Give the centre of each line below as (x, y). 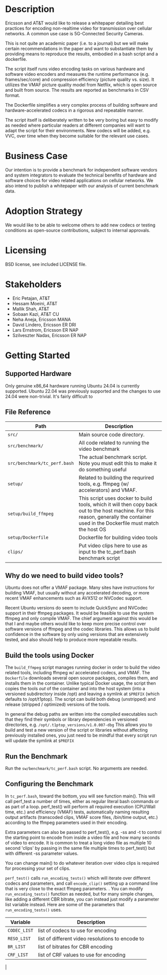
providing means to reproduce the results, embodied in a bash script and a (82, 54)
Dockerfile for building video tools (118, 537)
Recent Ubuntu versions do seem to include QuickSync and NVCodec (77, 608)
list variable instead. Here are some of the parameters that (65, 904)
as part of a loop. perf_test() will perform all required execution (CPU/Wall (80, 806)
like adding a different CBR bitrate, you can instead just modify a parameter (82, 899)
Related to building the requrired (116, 477)
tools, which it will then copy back (118, 504)
